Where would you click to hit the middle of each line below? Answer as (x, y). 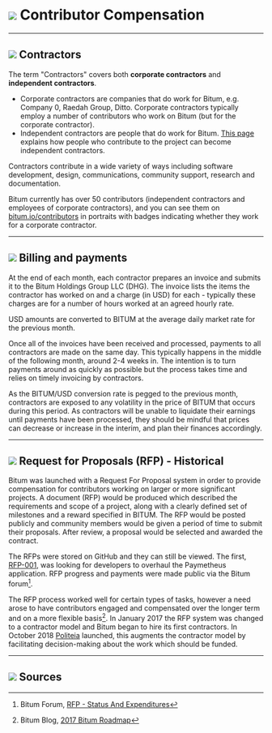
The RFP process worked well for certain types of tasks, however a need (130, 600)
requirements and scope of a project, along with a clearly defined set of (128, 506)
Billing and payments (73, 258)
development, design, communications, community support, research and (132, 174)
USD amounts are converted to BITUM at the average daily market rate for (132, 319)
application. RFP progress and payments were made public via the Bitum (130, 574)
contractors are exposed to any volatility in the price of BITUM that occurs (132, 402)
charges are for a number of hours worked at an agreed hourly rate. (121, 303)
